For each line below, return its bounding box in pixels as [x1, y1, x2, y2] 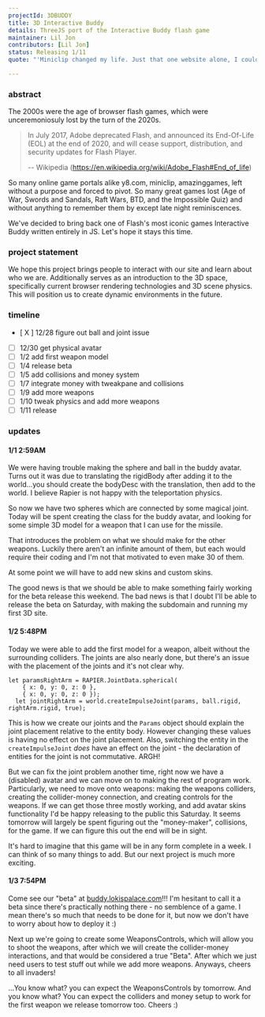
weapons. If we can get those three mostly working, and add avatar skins [8, 800, 247, 810]
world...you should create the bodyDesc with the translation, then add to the [8, 480, 256, 489]
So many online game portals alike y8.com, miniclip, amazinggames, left [8, 178, 243, 188]
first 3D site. [8, 609, 48, 618]
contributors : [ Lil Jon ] [8, 41, 90, 49]
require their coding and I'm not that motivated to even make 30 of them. [8, 552, 244, 562]
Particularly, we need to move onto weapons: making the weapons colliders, [8, 784, 256, 793]
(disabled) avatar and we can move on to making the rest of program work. [8, 775, 252, 784]
